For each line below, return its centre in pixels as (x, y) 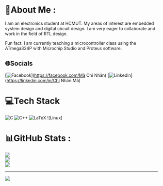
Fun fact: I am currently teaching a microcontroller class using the (71, 43)
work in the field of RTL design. (36, 34)
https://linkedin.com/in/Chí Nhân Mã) (44, 80)
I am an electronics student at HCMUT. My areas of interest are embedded (80, 23)
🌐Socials (19, 63)
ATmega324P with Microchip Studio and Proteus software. (64, 48)
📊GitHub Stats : (38, 138)
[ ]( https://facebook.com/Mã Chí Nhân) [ (57, 75)
